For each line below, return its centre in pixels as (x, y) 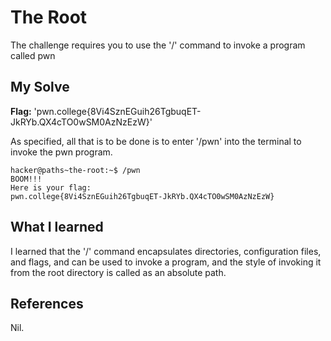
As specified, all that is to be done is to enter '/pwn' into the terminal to (156, 141)
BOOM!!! (26, 179)
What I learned (57, 227)
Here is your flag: (51, 187)
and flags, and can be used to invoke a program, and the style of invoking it (166, 262)
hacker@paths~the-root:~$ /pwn (75, 170)
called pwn (33, 55)
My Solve (40, 87)
